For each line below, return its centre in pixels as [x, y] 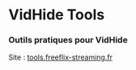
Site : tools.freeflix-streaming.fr [61, 57]
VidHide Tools [57, 15]
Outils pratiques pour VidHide [68, 40]
